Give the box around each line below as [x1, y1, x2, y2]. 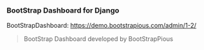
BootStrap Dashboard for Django [6, 6, 119, 15]
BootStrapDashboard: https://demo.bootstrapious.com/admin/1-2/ [6, 22, 197, 30]
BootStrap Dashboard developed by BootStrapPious [23, 35, 174, 43]
